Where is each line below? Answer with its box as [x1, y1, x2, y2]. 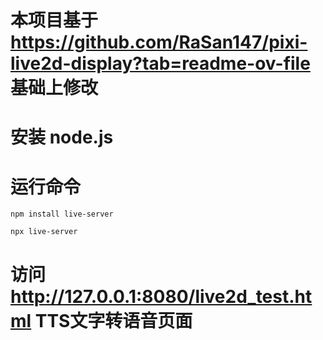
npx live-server [10, 227, 78, 237]
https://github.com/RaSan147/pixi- [10, 31, 308, 54]
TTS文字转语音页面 [34, 309, 193, 332]
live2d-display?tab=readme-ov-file [10, 52, 311, 75]
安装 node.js [10, 126, 114, 149]
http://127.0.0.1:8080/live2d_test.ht [10, 285, 313, 308]
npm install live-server [10, 209, 114, 220]
